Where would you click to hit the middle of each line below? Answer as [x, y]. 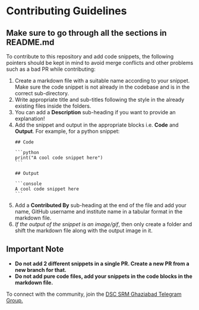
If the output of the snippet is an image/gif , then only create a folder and [103, 224]
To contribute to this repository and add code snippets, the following [90, 57]
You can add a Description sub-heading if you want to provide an [95, 112]
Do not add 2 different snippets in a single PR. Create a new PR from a [102, 264]
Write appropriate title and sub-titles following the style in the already [99, 100]
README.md [30, 42]
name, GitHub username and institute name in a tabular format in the [99, 212]
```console [28, 184]
